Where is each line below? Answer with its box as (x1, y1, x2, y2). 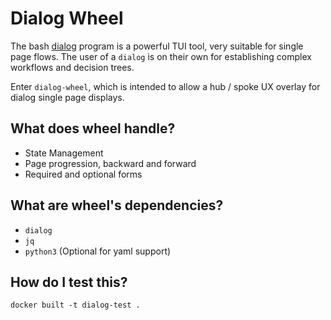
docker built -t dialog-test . (10, 300, 141, 311)
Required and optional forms (24, 168, 143, 180)
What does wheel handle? (10, 120, 176, 137)
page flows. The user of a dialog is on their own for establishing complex (10, 50, 312, 62)
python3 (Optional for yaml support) (24, 245, 172, 257)
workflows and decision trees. (10, 61, 135, 73)
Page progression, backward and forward (24, 157, 197, 169)
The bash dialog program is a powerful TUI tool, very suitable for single (10, 40, 304, 52)
